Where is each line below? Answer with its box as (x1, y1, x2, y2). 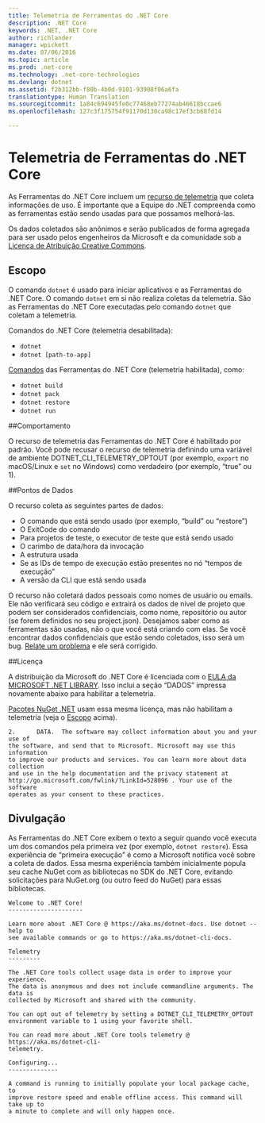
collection (8, 763, 44, 771)
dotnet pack (19, 390, 60, 398)
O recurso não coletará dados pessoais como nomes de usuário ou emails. (8, 590, 253, 600)
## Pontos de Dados (8, 485, 74, 494)
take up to (8, 1100, 44, 1108)
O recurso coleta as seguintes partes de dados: (8, 501, 164, 510)
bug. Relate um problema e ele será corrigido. (8, 640, 158, 651)
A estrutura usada (19, 549, 79, 560)
